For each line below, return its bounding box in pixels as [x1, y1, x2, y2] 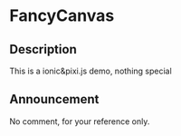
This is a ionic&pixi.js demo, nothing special [9, 65, 172, 76]
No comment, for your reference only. [9, 115, 150, 127]
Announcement [9, 92, 100, 107]
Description [9, 42, 77, 57]
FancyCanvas [9, 5, 115, 26]
